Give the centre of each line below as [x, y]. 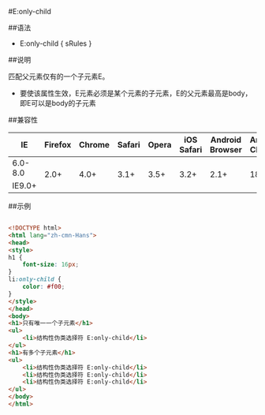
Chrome [94, 145]
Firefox [58, 145]
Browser [226, 150]
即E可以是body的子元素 [58, 103]
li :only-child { [35, 279]
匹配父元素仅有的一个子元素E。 [59, 77]
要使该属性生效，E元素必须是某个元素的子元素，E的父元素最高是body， [136, 93]
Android [226, 140]
